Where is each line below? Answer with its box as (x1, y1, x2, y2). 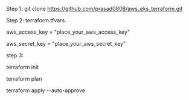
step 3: (6, 52, 24, 59)
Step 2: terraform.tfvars (6, 17, 65, 23)
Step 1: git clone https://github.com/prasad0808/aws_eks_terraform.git (6, 5, 183, 12)
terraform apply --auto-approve (6, 87, 86, 94)
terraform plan (6, 75, 42, 82)
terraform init (6, 63, 39, 70)
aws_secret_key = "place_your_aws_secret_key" (6, 40, 126, 47)
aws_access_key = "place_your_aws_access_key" (6, 28, 130, 36)
